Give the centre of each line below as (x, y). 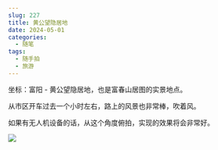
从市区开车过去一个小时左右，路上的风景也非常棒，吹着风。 (104, 105)
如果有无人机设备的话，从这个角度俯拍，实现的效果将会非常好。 (111, 123)
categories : (27, 37)
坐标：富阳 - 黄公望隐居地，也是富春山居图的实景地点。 (98, 89)
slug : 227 (24, 15)
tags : (17, 52)
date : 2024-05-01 (36, 30)
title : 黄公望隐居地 (38, 23)
